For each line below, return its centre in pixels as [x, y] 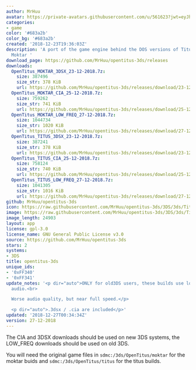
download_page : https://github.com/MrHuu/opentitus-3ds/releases [87, 60]
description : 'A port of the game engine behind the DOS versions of [92, 50]
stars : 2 [17, 245]
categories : [20, 22]
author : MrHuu [23, 11]
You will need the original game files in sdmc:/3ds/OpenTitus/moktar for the [96, 355]
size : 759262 [32, 98]
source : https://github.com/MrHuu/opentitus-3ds [66, 240]
